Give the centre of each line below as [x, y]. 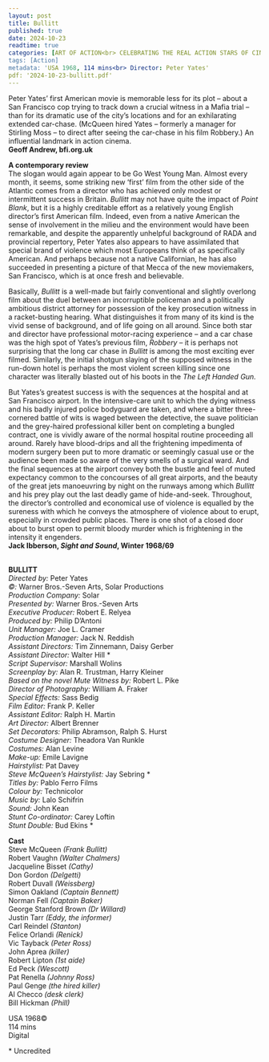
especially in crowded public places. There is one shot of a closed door [126, 520]
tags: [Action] [34, 61]
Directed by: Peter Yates [48, 578]
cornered [24, 417]
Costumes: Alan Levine [46, 748]
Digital [19, 1035]
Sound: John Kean [39, 808]
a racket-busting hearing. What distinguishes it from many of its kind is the [131, 317]
